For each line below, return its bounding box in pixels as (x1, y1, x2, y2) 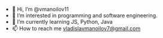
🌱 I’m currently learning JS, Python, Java (11, 18, 113, 25)
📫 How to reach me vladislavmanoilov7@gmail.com (11, 25, 141, 32)
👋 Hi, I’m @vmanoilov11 (11, 6, 69, 12)
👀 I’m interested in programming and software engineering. (11, 12, 158, 19)
